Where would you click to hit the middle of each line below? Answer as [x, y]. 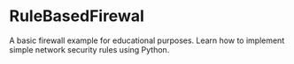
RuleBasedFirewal [77, 16]
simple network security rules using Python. [89, 49]
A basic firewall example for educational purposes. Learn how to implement [147, 40]
